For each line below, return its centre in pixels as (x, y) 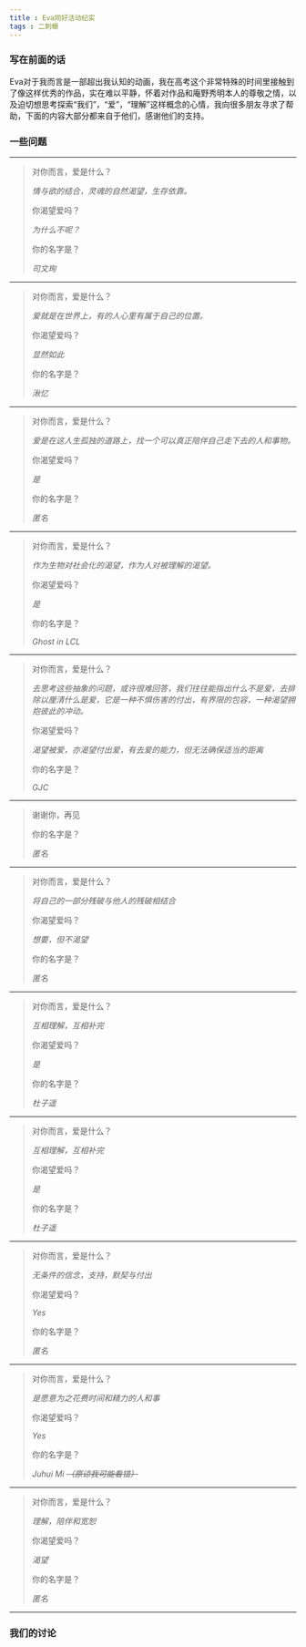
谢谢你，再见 (56, 815)
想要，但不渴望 (60, 940)
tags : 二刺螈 (34, 26)
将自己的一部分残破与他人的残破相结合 (103, 901)
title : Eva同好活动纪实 (52, 18)
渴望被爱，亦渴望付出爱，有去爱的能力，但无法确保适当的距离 (148, 750)
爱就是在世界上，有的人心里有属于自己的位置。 (119, 316)
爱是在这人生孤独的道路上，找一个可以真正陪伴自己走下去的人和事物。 (163, 441)
